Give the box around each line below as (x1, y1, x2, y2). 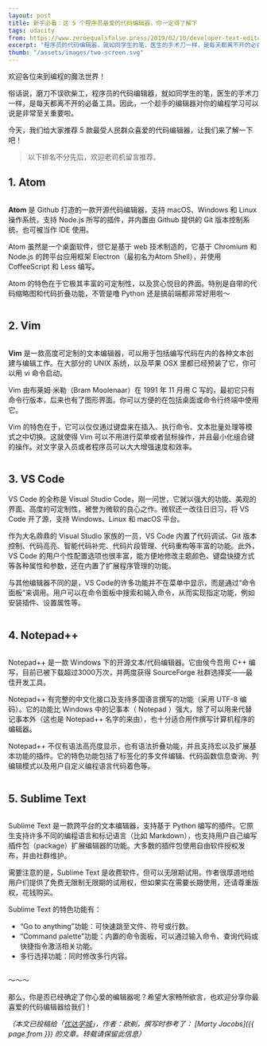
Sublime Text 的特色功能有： (8, 905, 102, 915)
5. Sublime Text (8, 792, 87, 805)
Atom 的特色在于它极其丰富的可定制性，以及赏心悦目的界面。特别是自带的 (8, 278, 250, 288)
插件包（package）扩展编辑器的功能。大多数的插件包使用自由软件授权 (8, 841, 238, 851)
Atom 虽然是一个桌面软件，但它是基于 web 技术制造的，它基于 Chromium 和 (8, 241, 257, 251)
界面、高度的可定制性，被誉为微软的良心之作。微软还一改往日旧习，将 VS (8, 504, 250, 514)
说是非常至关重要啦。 (8, 108, 78, 118)
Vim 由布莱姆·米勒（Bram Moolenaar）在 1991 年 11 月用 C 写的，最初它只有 (8, 385, 256, 394)
